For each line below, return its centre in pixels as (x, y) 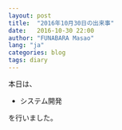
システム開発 (41, 100)
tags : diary (28, 61)
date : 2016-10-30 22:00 (51, 30)
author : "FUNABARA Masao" (51, 38)
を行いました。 (33, 117)
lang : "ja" (26, 45)
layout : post (30, 16)
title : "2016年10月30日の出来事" (61, 23)
